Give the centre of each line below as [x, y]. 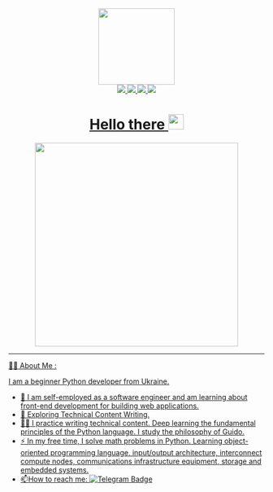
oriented [34, 452]
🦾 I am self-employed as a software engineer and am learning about [134, 397]
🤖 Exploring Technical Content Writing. [85, 414]
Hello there [127, 125]
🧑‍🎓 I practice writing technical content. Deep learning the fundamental [138, 423]
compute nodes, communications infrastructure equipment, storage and [141, 461]
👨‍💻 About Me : [32, 365]
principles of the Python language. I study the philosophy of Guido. [132, 432]
